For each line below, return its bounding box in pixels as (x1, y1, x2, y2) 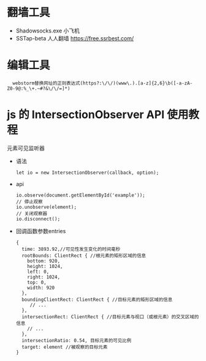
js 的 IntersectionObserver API (7, 108, 165, 122)
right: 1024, (27, 274, 61, 280)
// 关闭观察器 (15, 210, 48, 217)
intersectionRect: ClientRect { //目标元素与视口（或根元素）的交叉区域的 (21, 313, 199, 320)
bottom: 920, (27, 258, 61, 264)
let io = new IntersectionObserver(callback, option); (15, 169, 159, 176)
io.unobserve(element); (15, 204, 77, 210)
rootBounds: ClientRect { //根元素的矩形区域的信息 (21, 252, 147, 259)
